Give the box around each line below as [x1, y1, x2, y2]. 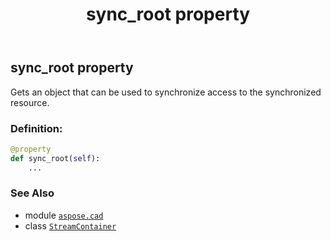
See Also [10, 186, 55, 200]
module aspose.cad [24, 209, 104, 221]
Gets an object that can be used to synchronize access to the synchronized [10, 86, 322, 98]
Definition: [10, 121, 63, 135]
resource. [10, 96, 50, 108]
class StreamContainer [24, 219, 117, 232]
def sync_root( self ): [10, 153, 101, 163]
